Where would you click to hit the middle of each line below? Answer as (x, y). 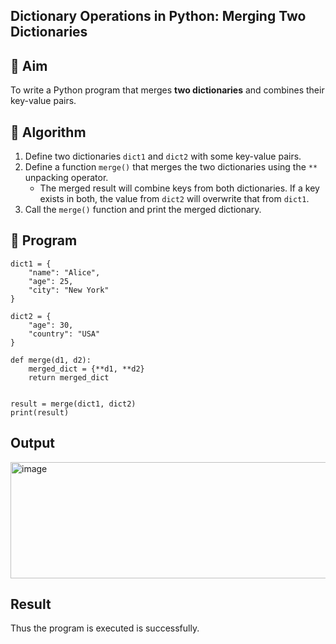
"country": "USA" (64, 334)
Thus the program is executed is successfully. (105, 628)
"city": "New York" (69, 290)
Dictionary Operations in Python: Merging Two (158, 16)
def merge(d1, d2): (51, 360)
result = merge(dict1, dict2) (73, 404)
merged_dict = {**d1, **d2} (86, 369)
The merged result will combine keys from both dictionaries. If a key (179, 188)
